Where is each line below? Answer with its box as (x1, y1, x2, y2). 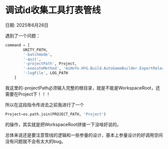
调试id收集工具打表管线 (5, 4, 101, 16)
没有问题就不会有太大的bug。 (5, 138, 66, 144)
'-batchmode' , (23, 52, 52, 57)
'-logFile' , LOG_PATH (23, 70, 68, 75)
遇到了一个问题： (5, 32, 40, 38)
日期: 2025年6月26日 (5, 22, 49, 28)
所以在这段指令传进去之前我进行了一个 (5, 101, 84, 107)
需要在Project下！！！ (5, 91, 51, 97)
